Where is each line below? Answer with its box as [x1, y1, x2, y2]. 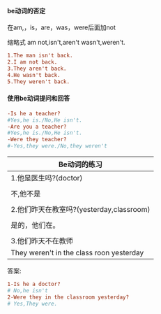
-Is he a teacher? [7, 110, 61, 117]
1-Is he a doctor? [7, 280, 61, 288]
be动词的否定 [7, 6, 46, 15]
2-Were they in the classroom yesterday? [7, 294, 130, 301]
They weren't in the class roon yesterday [10, 248, 144, 258]
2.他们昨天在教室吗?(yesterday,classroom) [10, 205, 151, 215]
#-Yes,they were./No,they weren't [7, 143, 108, 150]
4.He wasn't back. [7, 71, 61, 78]
